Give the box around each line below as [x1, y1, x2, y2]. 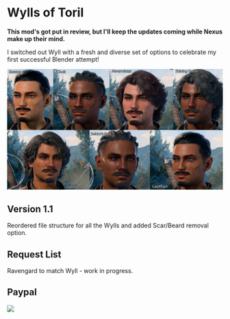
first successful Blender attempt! [7, 55, 99, 63]
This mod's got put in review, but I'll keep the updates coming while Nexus [7, 27, 223, 36]
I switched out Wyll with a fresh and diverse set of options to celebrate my [7, 48, 217, 56]
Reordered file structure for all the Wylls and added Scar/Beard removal [7, 221, 209, 230]
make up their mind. [7, 34, 66, 42]
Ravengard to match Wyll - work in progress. [7, 267, 133, 275]
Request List [7, 248, 62, 260]
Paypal [7, 286, 38, 298]
